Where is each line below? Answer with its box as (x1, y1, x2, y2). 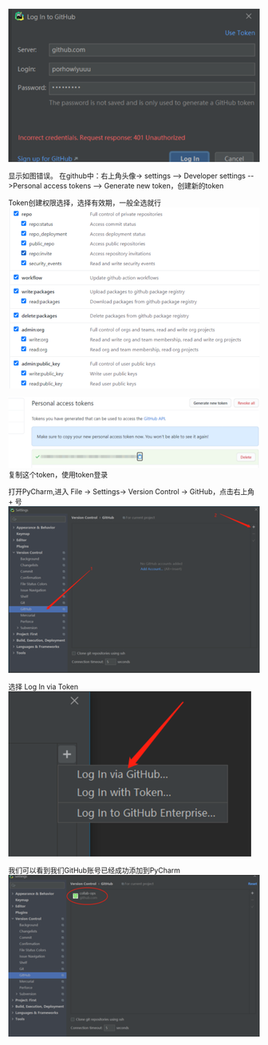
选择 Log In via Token (8, 682, 78, 691)
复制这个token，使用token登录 (8, 470, 108, 480)
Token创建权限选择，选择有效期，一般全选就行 (8, 197, 162, 208)
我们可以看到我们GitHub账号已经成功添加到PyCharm (8, 865, 181, 875)
